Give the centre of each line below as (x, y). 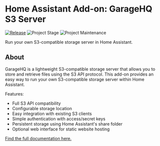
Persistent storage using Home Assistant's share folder (67, 124)
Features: (15, 94)
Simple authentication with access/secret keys (59, 119)
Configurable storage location (42, 108)
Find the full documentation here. (38, 138)
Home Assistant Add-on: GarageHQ (79, 9)
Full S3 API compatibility (36, 103)
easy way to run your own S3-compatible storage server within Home (75, 79)
